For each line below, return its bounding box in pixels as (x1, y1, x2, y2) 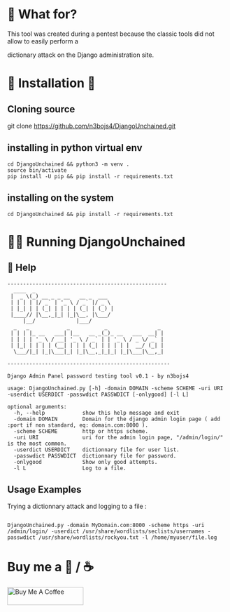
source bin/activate (7, 166, 68, 174)
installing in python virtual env (7, 142, 143, 154)
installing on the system (7, 192, 114, 204)
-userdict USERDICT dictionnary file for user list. (13, 446, 180, 453)
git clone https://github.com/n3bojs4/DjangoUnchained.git (7, 121, 176, 130)
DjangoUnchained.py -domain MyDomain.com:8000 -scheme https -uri (7, 522, 205, 529)
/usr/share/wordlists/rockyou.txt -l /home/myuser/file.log (38, 534, 217, 541)
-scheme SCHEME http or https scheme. (13, 427, 149, 434)
